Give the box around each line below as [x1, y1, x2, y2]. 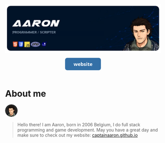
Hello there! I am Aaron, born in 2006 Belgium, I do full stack [17, 122, 141, 128]
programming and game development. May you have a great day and [17, 127, 158, 133]
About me [5, 88, 46, 99]
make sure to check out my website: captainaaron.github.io [17, 132, 138, 138]
